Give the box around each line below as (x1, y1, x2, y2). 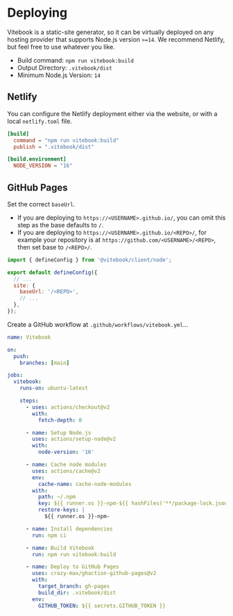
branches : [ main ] (19, 359, 70, 366)
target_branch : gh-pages (37, 583, 110, 590)
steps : (19, 398, 39, 405)
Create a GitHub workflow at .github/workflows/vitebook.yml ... (7, 320, 189, 328)
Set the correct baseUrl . (7, 200, 76, 208)
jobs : (7, 372, 23, 379)
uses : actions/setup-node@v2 (32, 436, 116, 443)
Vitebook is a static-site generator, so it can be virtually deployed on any (7, 28, 214, 36)
